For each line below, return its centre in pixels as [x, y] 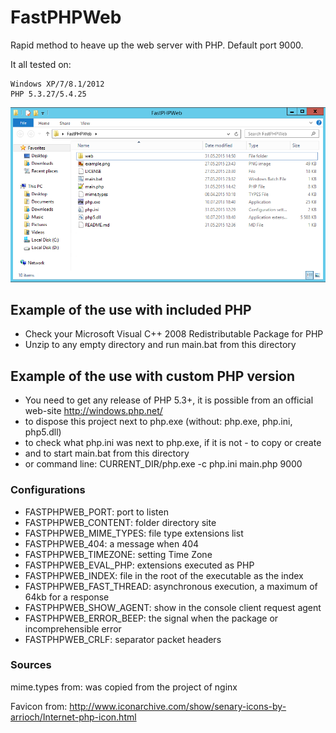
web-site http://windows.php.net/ [93, 411]
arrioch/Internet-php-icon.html [73, 717]
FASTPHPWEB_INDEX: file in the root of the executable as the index [164, 575]
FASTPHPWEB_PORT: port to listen [96, 512]
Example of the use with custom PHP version [153, 376]
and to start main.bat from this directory [107, 453]
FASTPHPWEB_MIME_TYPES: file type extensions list [134, 533]
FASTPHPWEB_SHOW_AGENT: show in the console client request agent [173, 607]
